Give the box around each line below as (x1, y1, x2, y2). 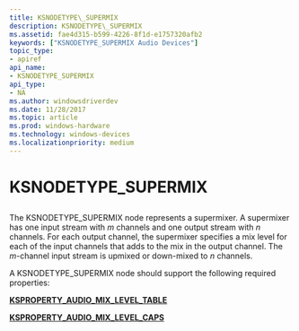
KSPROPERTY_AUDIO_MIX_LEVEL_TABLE (9, 295, 168, 306)
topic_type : (9, 47, 54, 56)
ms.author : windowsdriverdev (9, 96, 119, 106)
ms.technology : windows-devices (9, 130, 130, 139)
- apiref (9, 55, 42, 64)
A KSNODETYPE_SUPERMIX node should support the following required (9, 268, 277, 279)
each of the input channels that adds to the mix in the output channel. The (9, 241, 283, 252)
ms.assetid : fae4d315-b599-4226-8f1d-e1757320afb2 (9, 30, 203, 39)
